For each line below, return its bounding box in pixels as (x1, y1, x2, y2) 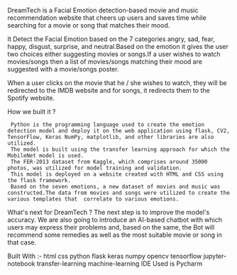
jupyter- (203, 252, 227, 260)
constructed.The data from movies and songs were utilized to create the (7, 189, 231, 196)
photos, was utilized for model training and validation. (7, 164, 182, 172)
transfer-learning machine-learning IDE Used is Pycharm (36, 259, 203, 268)
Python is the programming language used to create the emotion (10, 121, 204, 128)
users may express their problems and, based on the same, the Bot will (7, 223, 215, 231)
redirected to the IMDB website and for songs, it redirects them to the (7, 86, 211, 94)
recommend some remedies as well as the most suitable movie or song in (7, 230, 222, 239)
